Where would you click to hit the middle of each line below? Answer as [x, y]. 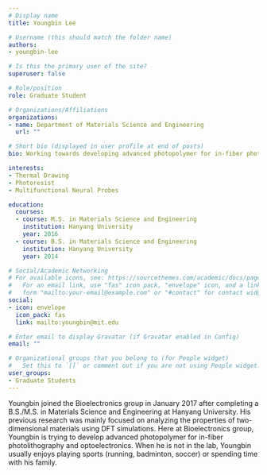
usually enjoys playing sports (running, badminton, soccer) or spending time [133, 454]
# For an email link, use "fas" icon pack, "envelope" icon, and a [126, 286]
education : [26, 205]
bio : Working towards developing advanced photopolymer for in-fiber [126, 154]
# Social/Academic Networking [58, 271]
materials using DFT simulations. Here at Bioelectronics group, [152, 428]
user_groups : [30, 373]
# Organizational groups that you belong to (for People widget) [118, 358]
